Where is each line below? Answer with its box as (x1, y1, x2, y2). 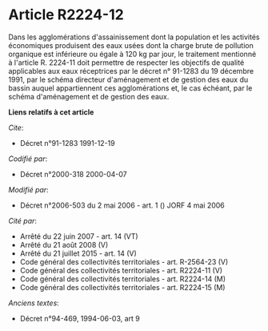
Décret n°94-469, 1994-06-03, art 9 (19, 313, 140, 323)
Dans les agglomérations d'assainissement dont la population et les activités (8, 32, 260, 42)
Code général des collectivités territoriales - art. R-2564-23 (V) (19, 256, 229, 266)
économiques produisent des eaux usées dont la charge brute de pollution (8, 40, 254, 50)
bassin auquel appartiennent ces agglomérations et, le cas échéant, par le (8, 83, 253, 93)
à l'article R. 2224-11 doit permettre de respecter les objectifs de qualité (8, 58, 245, 67)
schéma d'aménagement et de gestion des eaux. (8, 91, 170, 101)
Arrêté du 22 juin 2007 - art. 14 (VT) (19, 231, 138, 241)
